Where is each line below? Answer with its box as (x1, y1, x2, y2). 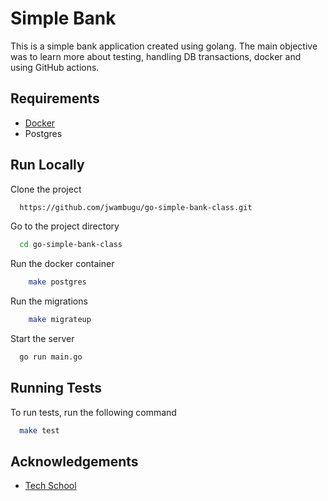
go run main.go (19, 352, 83, 362)
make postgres (28, 277, 87, 287)
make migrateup (28, 315, 92, 325)
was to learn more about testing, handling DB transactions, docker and (10, 50, 302, 62)
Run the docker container (10, 258, 115, 270)
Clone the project (10, 183, 82, 195)
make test (19, 425, 60, 436)
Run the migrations (10, 295, 88, 307)
